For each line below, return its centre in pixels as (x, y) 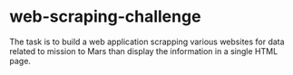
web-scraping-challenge (105, 17)
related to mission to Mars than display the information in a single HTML (144, 51)
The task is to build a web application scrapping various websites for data (147, 42)
